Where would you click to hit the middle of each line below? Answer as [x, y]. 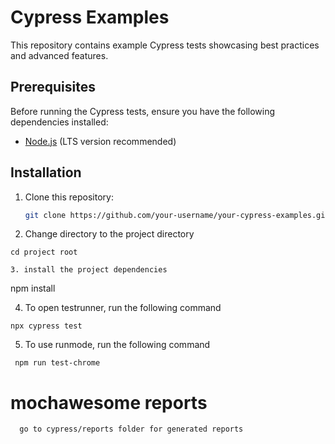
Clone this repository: [69, 197]
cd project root [44, 252]
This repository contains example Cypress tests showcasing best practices [165, 45]
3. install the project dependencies [89, 270]
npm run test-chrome [57, 363]
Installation [46, 172]
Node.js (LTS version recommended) [100, 141]
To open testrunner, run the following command [123, 308]
